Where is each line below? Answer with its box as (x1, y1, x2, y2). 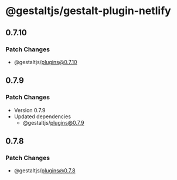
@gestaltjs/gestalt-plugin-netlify (5, 4, 171, 18)
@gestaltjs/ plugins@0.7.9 (22, 119, 84, 126)
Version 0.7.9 (13, 106, 46, 114)
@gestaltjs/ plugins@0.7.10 (13, 58, 77, 65)
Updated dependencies (13, 113, 72, 120)
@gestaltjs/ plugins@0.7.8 (13, 167, 76, 174)
